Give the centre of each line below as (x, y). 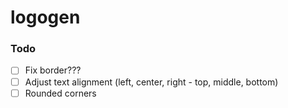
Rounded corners (60, 93)
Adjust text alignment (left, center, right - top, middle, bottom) (151, 82)
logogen (45, 17)
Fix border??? (53, 70)
